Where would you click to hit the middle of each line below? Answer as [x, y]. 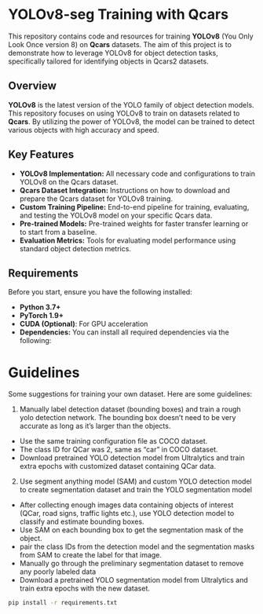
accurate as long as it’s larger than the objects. [95, 426]
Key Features [41, 155]
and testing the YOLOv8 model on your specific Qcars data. [116, 215]
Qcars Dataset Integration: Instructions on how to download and [124, 190]
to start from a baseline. [58, 232]
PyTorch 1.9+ [42, 316]
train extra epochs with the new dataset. [85, 588]
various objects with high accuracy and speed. [84, 130]
